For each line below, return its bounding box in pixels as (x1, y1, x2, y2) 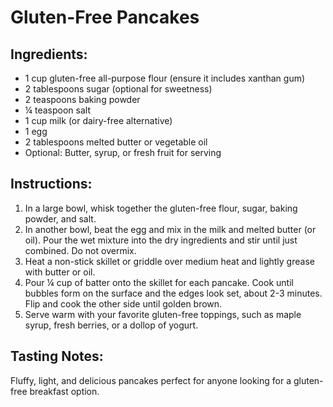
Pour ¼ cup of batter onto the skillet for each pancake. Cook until (24, 276, 294, 288)
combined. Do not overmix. (24, 244, 137, 256)
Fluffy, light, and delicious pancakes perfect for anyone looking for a (10, 374, 292, 386)
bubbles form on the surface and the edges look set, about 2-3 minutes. (24, 287, 323, 299)
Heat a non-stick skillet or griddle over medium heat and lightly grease (24, 255, 315, 267)
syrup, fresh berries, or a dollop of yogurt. (24, 319, 199, 331)
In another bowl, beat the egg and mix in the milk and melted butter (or (24, 223, 317, 235)
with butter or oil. (24, 266, 96, 278)
